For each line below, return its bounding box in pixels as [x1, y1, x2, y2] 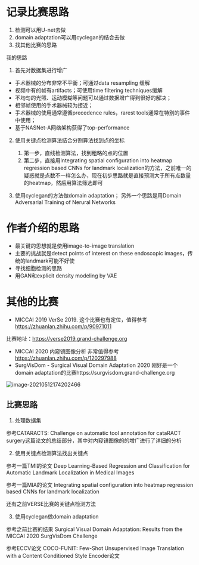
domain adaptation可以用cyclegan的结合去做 [14, 33, 125, 41]
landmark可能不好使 [25, 257, 75, 264]
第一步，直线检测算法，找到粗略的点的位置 [23, 149, 129, 156]
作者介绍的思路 [6, 221, 80, 235]
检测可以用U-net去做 [14, 26, 66, 33]
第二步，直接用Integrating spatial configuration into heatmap [23, 156, 173, 164]
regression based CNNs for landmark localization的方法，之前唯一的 [23, 164, 192, 171]
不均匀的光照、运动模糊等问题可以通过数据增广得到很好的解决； [14, 94, 172, 101]
